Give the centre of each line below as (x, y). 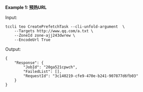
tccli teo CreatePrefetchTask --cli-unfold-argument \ (65, 27)
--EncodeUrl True (32, 40)
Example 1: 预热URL (26, 7)
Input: (11, 17)
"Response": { (29, 63)
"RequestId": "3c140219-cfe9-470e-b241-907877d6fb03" (81, 76)
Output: (13, 49)
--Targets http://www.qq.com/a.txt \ (54, 31)
